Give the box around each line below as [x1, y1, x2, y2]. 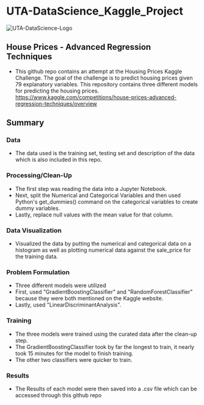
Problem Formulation [6, 268, 70, 276]
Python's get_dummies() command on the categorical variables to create [15, 198, 199, 205]
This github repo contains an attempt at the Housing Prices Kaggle [15, 67, 183, 75]
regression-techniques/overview [15, 100, 97, 107]
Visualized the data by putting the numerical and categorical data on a [15, 240, 192, 247]
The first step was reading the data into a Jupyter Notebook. [15, 185, 167, 192]
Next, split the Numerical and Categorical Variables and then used [15, 192, 181, 199]
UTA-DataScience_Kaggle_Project [6, 4, 184, 18]
